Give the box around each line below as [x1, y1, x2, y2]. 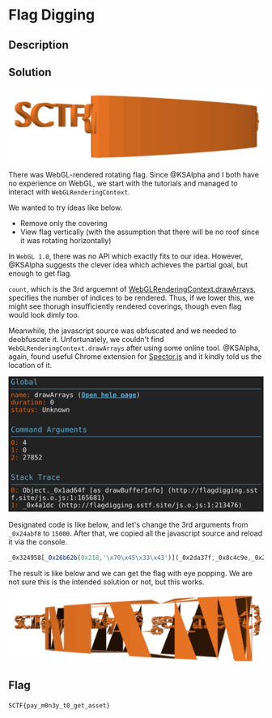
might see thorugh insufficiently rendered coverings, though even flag [8, 301, 242, 311]
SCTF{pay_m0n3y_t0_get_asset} [8, 701, 111, 710]
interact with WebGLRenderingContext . [8, 187, 130, 197]
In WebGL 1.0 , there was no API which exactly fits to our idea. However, [8, 251, 244, 261]
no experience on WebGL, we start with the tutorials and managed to [8, 178, 238, 188]
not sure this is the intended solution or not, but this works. [8, 577, 205, 587]
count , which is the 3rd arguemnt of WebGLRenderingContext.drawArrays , [8, 284, 257, 294]
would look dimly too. [8, 310, 80, 320]
